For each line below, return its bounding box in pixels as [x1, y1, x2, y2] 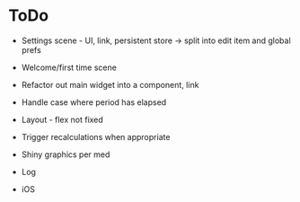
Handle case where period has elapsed [21, 96, 167, 108]
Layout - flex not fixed [21, 114, 104, 125]
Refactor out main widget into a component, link [21, 79, 199, 90]
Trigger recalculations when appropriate [21, 131, 171, 142]
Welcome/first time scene [21, 62, 118, 73]
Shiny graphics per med [21, 149, 110, 160]
